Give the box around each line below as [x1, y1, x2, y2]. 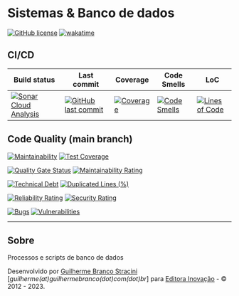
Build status [14, 75, 55, 85]
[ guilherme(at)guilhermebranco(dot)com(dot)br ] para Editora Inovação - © [7, 275, 227, 283]
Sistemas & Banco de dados [7, 5, 175, 21]
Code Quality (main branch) [7, 133, 133, 145]
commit [73, 79, 100, 89]
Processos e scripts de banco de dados [7, 253, 124, 262]
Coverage [115, 75, 149, 85]
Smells [161, 79, 186, 89]
